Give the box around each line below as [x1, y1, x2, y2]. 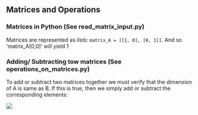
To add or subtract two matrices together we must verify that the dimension [6, 78, 193, 85]
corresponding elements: [6, 91, 68, 98]
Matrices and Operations [6, 5, 101, 15]
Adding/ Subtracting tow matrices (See [6, 57, 122, 66]
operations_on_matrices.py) [6, 65, 90, 73]
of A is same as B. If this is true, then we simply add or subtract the [6, 85, 171, 92]
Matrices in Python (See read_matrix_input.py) [6, 23, 145, 31]
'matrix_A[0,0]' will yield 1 [6, 42, 69, 49]
